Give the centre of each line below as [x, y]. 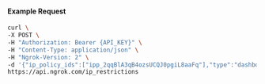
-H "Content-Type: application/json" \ [73, 50]
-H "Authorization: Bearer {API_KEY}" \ [75, 42]
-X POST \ [24, 36]
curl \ [18, 28]
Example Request [37, 11]
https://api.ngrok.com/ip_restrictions [73, 72]
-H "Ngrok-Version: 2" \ [48, 57]
